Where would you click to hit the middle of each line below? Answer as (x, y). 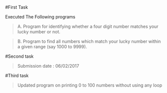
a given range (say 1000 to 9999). (52, 46)
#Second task (19, 56)
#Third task (17, 76)
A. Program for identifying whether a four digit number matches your (88, 26)
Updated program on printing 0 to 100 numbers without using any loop (90, 85)
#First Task (17, 7)
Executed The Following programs (40, 17)
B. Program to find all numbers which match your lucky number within (89, 41)
